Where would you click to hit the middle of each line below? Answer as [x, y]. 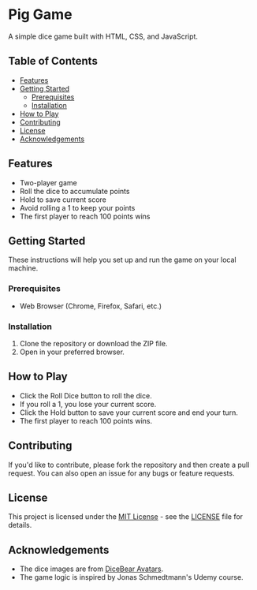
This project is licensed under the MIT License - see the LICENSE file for [125, 517]
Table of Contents [53, 61]
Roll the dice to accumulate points [74, 191]
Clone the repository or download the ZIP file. [93, 343]
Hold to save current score [63, 200]
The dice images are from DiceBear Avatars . [91, 569]
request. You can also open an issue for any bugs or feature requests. [121, 473]
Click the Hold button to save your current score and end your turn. [128, 413]
